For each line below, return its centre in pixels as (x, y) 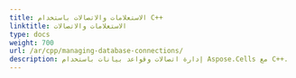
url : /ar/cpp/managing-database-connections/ (96, 51)
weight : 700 (32, 43)
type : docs (30, 34)
